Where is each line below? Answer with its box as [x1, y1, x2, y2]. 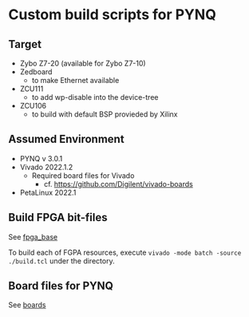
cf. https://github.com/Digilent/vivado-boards [43, 179, 193, 188]
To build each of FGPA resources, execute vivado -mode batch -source [8, 248, 242, 257]
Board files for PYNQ [8, 279, 114, 293]
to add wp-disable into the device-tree [31, 93, 159, 101]
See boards [8, 300, 46, 310]
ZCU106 [19, 101, 46, 110]
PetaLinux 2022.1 [19, 188, 77, 197]
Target [8, 38, 42, 51]
